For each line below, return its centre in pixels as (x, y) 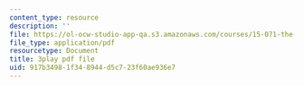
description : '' (40, 26)
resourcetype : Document (54, 51)
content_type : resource (54, 17)
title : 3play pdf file (52, 59)
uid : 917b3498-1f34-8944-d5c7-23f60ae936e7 (93, 68)
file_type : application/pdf (62, 43)
